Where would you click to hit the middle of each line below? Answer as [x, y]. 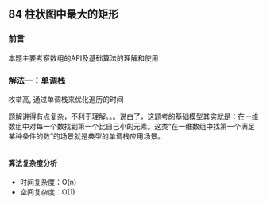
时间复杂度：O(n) [48, 182]
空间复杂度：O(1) [47, 192]
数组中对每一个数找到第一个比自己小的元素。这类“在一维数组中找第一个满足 [132, 126]
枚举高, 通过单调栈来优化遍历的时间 [66, 99]
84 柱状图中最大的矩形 [64, 14]
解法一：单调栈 [37, 80]
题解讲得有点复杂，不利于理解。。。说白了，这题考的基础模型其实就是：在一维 [133, 116]
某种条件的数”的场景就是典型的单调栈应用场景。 [87, 136]
